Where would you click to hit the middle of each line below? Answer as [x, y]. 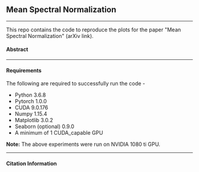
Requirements [24, 70]
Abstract [17, 49]
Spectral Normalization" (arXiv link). [50, 36]
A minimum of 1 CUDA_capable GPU [59, 133]
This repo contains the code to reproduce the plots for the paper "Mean [94, 30]
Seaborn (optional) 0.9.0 [44, 126]
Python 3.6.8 [30, 95]
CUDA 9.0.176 [31, 108]
